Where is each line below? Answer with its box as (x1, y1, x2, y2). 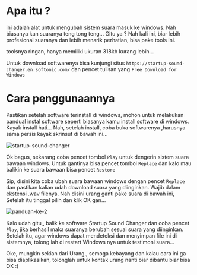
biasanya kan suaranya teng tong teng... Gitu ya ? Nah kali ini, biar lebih (6, 30, 181, 37)
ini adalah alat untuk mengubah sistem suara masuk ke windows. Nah (6, 24, 176, 31)
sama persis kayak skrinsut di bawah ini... (6, 130, 108, 137)
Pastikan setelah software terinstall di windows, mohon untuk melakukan (6, 111, 184, 118)
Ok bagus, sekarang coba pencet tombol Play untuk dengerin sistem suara (6, 153, 189, 160)
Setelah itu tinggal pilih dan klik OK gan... (6, 196, 106, 203)
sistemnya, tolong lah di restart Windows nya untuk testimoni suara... (6, 238, 175, 245)
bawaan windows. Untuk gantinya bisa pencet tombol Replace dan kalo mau (6, 159, 192, 167)
